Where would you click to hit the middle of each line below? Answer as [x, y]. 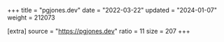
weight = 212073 [31, 17]
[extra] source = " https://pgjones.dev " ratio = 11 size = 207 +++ [99, 31]
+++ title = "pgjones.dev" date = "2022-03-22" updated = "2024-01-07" [112, 10]
